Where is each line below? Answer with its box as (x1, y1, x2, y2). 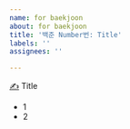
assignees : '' (9, 47, 64, 56)
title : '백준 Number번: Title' (9, 30, 123, 39)
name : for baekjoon (9, 13, 84, 23)
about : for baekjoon (9, 22, 88, 31)
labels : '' (9, 38, 51, 48)
